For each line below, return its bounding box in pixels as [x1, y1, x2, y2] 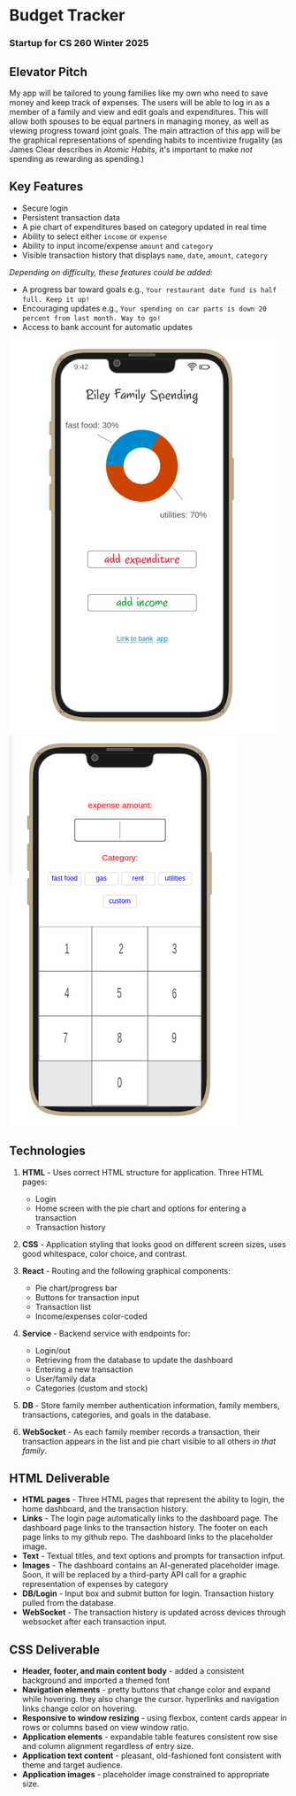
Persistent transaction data [21, 212, 121, 222]
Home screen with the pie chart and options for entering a [34, 1203, 247, 1214]
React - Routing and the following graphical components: [21, 1265, 231, 1276]
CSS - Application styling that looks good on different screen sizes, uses [21, 1238, 287, 1249]
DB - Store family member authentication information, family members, [21, 1399, 280, 1410]
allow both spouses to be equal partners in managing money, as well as [9, 116, 269, 127]
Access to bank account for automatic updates [21, 321, 193, 332]
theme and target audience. [21, 1760, 124, 1770]
